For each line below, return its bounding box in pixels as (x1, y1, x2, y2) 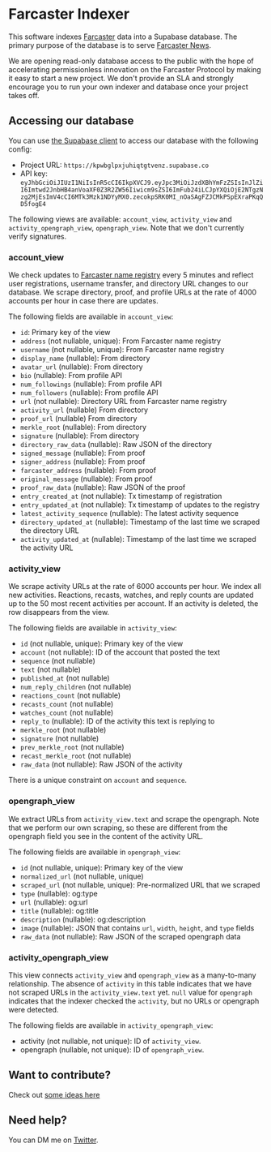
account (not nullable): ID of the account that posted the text (19, 647, 221, 657)
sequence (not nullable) (19, 656, 95, 666)
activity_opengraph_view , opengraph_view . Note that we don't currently (8, 222, 244, 232)
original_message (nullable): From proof (19, 474, 153, 484)
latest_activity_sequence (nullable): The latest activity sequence (19, 509, 239, 518)
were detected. (8, 1004, 59, 1014)
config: (8, 144, 32, 154)
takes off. (8, 90, 40, 100)
